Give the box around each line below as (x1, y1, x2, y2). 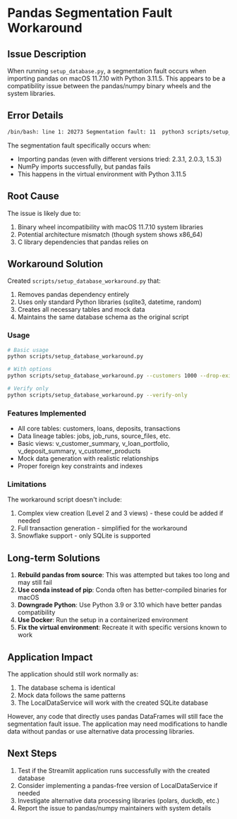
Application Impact (7, 651, 93, 663)
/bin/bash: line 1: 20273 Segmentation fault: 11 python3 (7, 128, 185, 135)
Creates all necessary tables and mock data (17, 305, 146, 314)
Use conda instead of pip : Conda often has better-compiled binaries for (17, 586, 227, 594)
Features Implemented (7, 408, 87, 418)
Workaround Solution (7, 257, 104, 269)
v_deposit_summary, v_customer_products (17, 447, 141, 456)
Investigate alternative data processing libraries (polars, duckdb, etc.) (17, 796, 220, 805)
